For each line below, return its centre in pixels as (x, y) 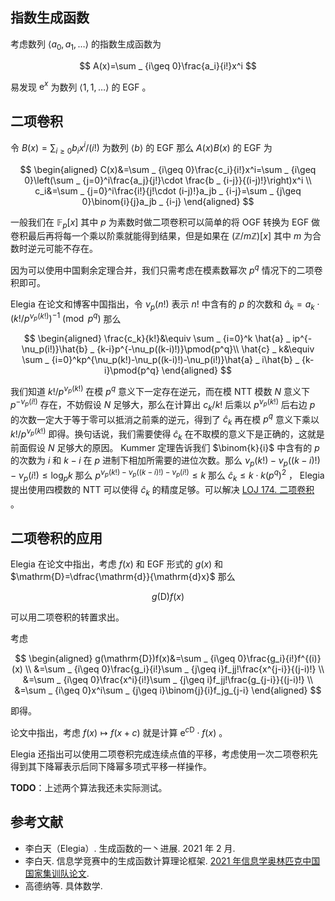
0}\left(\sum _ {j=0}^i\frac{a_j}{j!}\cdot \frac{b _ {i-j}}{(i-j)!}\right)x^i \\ (168, 180)
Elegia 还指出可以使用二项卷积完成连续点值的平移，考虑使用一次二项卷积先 (164, 754)
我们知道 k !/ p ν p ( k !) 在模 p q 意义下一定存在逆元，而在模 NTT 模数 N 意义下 (160, 391)
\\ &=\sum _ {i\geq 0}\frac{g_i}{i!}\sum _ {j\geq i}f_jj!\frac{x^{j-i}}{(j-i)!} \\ (174, 669)
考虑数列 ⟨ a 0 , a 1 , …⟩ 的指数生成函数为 (86, 45)
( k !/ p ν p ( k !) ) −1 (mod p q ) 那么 (66, 318)
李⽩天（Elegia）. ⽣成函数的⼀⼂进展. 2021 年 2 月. (130, 848)
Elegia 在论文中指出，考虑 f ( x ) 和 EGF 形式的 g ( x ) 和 (117, 564)
